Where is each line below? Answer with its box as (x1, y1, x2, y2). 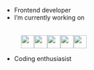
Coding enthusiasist (13, 55, 72, 62)
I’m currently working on (13, 13, 85, 22)
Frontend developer (13, 6, 72, 14)
